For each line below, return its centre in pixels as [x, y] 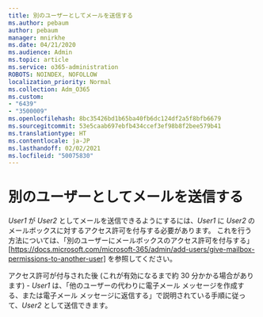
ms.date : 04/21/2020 [42, 45]
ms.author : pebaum [38, 23]
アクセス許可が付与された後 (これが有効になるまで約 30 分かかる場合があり [131, 276]
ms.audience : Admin [40, 52]
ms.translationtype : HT [48, 133]
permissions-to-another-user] [57, 259]
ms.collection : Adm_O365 [49, 89]
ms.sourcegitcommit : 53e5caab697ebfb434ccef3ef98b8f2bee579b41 [115, 126]
